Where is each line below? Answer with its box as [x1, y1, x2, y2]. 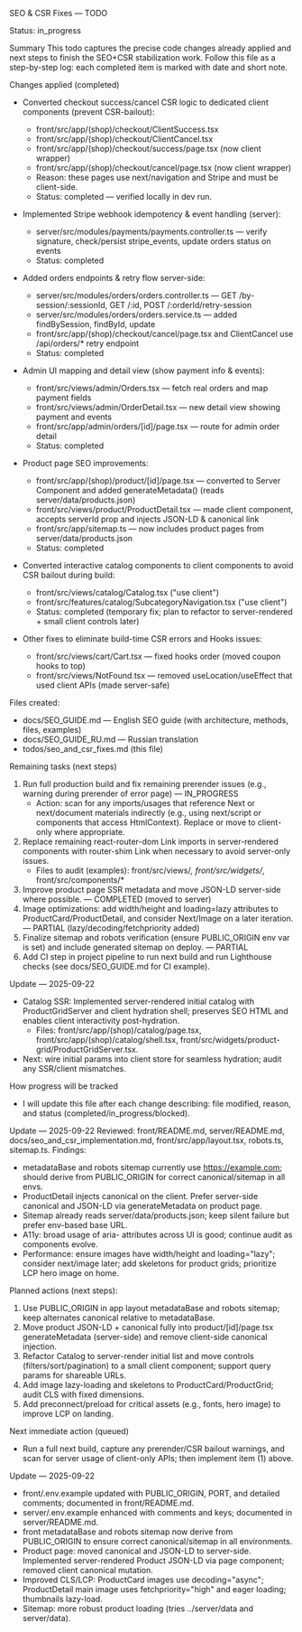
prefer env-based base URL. [22, 1220, 128, 1230]
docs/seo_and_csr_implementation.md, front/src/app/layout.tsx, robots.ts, [9, 1135, 284, 1146]
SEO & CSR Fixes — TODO [9, 8, 108, 18]
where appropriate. [53, 827, 125, 837]
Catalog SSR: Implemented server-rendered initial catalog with [22, 996, 255, 1007]
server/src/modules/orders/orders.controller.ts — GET [35, 290, 237, 301]
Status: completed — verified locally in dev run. [35, 192, 213, 202]
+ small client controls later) [35, 616, 140, 626]
